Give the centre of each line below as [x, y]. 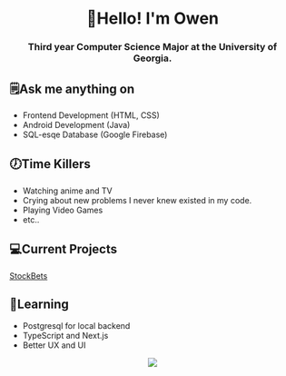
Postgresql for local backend [76, 326]
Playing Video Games [63, 210]
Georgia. [153, 58]
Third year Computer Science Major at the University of [153, 47]
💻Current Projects [64, 249]
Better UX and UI [54, 345]
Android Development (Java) [76, 124]
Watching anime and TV [67, 191]
